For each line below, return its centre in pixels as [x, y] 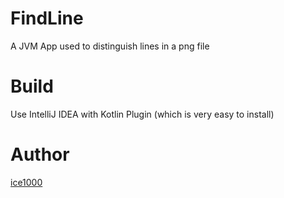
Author [40, 154]
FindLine [47, 18]
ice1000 [26, 182]
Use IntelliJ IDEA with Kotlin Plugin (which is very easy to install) [142, 114]
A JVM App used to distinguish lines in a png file [110, 46]
